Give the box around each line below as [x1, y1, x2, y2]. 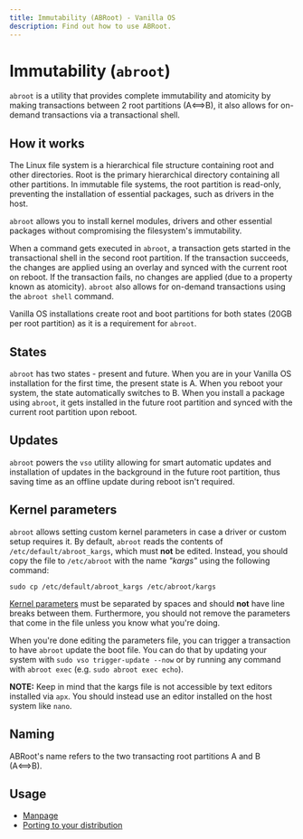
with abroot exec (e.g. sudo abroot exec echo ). [9, 664, 184, 674]
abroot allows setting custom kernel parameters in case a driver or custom [9, 526, 287, 537]
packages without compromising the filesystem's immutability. [9, 225, 242, 236]
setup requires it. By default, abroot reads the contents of [9, 535, 223, 547]
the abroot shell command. [9, 291, 115, 302]
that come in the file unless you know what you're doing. [9, 617, 221, 628]
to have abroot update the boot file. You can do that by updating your [9, 644, 268, 655]
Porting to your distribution [22, 820, 123, 831]
